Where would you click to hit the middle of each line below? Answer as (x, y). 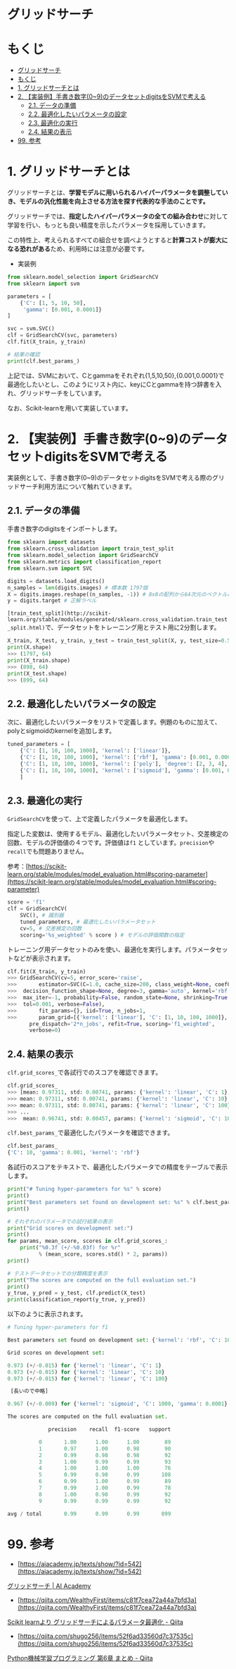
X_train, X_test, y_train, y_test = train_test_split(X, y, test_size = (114, 641)
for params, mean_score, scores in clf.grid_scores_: (88, 1241)
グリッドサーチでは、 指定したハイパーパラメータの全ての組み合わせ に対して (118, 216)
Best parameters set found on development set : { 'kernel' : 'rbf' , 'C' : (114, 1340)
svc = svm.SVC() (31, 329)
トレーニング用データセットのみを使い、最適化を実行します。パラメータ (112, 949)
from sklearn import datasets (52, 542)
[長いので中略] (29, 1392)
